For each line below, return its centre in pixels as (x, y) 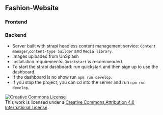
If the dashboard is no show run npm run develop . (62, 77)
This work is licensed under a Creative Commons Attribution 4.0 (70, 102)
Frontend (16, 22)
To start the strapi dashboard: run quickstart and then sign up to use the (85, 67)
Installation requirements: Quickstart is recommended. (68, 61)
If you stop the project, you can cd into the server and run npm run (79, 82)
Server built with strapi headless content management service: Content (84, 46)
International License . (27, 107)
